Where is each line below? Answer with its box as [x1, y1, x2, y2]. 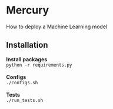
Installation [6, 40, 48, 50]
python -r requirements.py [6, 62, 72, 68]
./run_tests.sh [6, 97, 44, 103]
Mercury [6, 4, 49, 17]
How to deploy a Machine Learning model [6, 23, 108, 30]
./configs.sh [6, 80, 38, 85]
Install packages [6, 55, 48, 62]
